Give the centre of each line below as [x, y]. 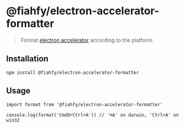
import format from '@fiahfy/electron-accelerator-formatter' [84, 104]
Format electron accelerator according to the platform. [87, 40]
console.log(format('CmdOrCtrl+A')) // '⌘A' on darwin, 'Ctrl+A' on [92, 115]
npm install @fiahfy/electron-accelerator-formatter [73, 73]
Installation [27, 59]
